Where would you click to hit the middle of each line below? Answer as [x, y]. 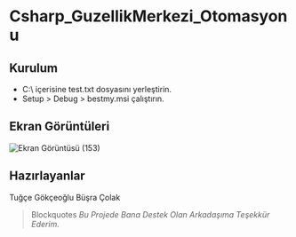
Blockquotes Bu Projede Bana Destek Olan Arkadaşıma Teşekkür [150, 214]
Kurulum [34, 68]
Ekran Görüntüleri [60, 126]
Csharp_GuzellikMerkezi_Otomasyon [148, 16]
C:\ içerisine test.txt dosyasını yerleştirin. [96, 89]
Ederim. [45, 224]
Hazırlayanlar [48, 176]
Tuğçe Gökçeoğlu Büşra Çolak [65, 197]
